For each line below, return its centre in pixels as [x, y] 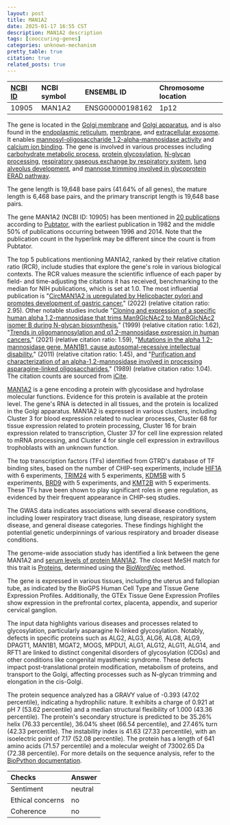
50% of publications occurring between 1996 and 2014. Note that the [105, 231]
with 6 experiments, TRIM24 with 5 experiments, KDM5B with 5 [97, 475]
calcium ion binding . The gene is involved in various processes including [110, 146]
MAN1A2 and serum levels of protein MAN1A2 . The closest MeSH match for [114, 560]
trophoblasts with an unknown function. [63, 447]
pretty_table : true [35, 52]
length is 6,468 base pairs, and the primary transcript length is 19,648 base [113, 196]
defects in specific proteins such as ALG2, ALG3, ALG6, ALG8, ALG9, [104, 638]
